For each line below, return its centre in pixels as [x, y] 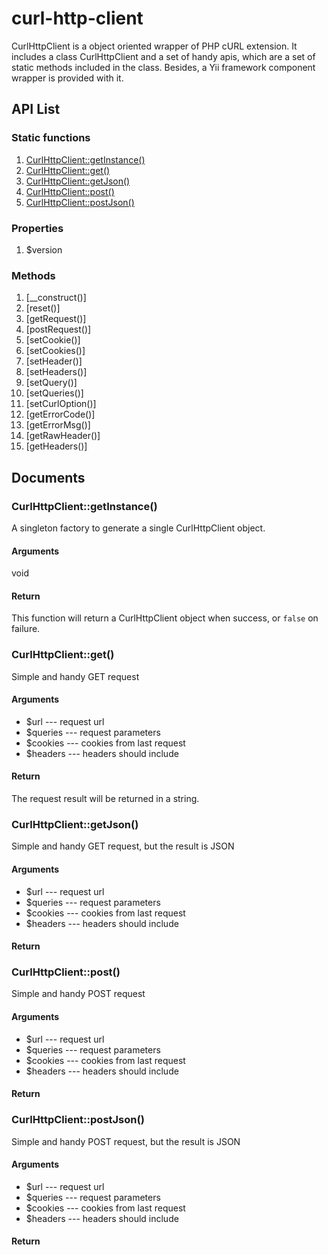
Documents [48, 477]
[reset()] [43, 308]
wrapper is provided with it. [67, 78]
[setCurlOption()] [61, 404]
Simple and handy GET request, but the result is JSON [123, 846]
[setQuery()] [51, 383]
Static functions [51, 138]
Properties [37, 228]
